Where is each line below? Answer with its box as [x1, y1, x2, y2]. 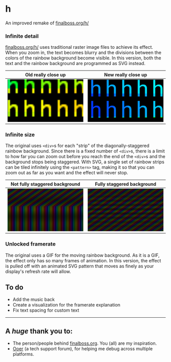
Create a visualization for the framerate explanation [12, 302, 121, 308]
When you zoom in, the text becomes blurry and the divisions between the [5, 49, 162, 56]
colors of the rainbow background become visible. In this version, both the [5, 55, 161, 61]
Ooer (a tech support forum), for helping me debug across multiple [12, 346, 153, 352]
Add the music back [12, 296, 55, 303]
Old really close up [25, 72, 66, 78]
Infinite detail [5, 33, 39, 40]
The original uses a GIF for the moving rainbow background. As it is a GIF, [5, 252, 160, 258]
